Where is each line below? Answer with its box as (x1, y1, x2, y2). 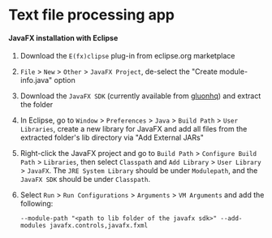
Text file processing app (8, 6, 175, 24)
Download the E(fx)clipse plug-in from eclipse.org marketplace (19, 51, 235, 61)
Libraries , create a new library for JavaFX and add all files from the (19, 124, 248, 134)
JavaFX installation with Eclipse (8, 32, 119, 42)
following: (19, 199, 54, 209)
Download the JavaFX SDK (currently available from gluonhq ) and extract (19, 91, 261, 101)
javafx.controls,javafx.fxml (50, 222, 149, 230)
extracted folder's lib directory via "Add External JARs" (19, 132, 205, 143)
